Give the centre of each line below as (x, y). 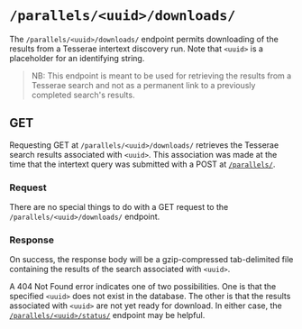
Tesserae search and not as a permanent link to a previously (143, 85)
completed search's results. (83, 95)
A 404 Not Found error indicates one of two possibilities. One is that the (143, 287)
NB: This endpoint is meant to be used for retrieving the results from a (161, 76)
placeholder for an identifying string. (77, 58)
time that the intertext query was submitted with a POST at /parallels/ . (142, 164)
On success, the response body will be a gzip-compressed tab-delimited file (151, 260)
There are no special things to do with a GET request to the (119, 207)
